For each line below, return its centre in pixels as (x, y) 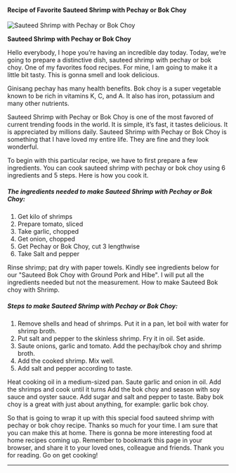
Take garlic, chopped (48, 232)
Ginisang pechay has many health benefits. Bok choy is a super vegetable (114, 88)
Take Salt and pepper (48, 254)
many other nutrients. (38, 104)
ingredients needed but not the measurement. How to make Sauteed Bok (113, 282)
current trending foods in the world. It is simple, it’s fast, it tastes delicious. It (118, 125)
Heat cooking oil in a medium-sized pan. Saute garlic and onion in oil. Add (114, 382)
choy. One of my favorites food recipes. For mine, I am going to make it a (112, 67)
